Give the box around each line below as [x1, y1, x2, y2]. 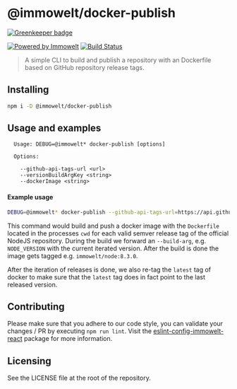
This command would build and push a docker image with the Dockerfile [7, 221, 220, 230]
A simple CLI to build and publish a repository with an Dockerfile [24, 55, 212, 64]
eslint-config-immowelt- [153, 327, 224, 335]
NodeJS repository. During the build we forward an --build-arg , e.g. [7, 236, 207, 245]
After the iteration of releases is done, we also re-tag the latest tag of [7, 265, 212, 274]
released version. [7, 280, 58, 289]
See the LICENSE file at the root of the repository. [7, 373, 152, 383]
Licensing [7, 355, 51, 367]
